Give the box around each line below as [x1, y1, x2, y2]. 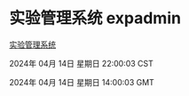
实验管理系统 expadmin [9, 8, 182, 28]
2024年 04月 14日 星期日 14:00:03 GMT [9, 76, 155, 87]
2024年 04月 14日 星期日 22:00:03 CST [9, 58, 154, 68]
